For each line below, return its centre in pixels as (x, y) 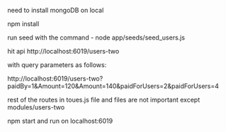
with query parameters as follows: (57, 65)
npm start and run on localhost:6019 (60, 121)
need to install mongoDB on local (56, 10)
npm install (23, 24)
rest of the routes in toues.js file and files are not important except (104, 100)
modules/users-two (36, 107)
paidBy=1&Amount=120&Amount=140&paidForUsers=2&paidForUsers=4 (113, 86)
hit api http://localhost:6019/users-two (63, 51)
